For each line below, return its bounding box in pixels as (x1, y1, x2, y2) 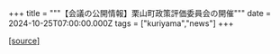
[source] (8, 35, 41, 46)
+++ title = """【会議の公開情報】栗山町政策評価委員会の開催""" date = (8, 8, 272, 18)
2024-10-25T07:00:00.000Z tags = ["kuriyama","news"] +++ (8, 18, 234, 29)
